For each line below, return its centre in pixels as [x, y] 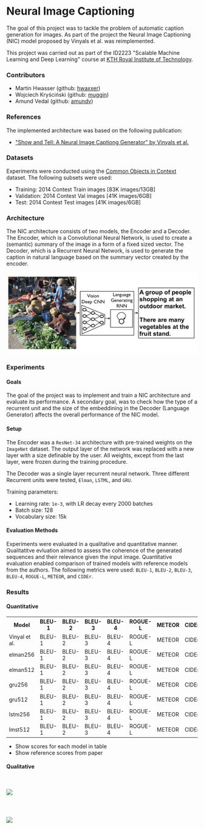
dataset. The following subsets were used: [59, 177]
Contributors [26, 75]
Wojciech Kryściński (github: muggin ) [62, 95]
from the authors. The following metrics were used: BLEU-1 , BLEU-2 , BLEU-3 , [99, 570]
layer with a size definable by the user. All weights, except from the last [95, 455]
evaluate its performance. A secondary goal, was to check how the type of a [102, 402]
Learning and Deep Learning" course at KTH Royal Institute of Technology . [100, 59]
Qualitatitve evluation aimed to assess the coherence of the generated [94, 550]
